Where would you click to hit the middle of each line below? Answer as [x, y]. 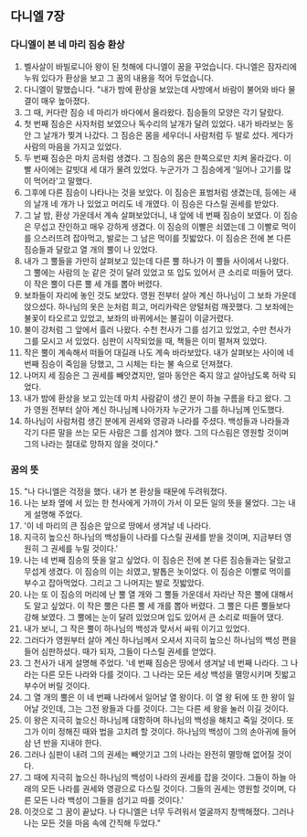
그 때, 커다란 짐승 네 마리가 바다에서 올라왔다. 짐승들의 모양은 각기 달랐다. [153, 112]
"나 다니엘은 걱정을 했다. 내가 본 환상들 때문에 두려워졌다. [125, 491]
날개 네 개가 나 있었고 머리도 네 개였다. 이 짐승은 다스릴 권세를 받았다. [156, 203]
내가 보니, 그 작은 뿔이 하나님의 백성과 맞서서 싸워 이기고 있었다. [137, 628]
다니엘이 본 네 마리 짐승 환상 [68, 45]
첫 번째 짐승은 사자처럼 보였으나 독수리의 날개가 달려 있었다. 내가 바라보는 [154, 123]
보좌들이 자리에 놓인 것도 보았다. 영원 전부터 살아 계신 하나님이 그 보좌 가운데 [160, 295]
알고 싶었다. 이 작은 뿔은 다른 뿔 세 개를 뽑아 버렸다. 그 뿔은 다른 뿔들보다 [162, 606]
